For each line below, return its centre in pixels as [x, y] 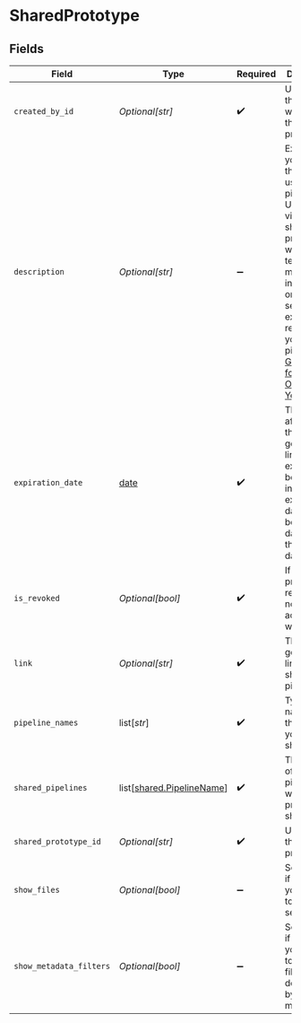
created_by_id [44, 112]
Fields [27, 49]
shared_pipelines [51, 787]
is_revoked [37, 598]
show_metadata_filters [62, 966]
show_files [37, 890]
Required [256, 74]
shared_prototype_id [57, 841]
